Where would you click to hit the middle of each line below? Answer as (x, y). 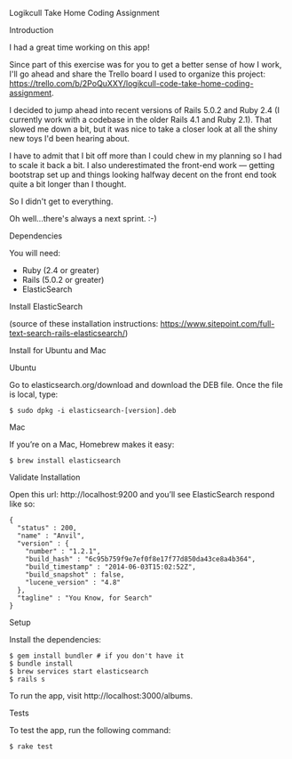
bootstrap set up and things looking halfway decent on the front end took (143, 174)
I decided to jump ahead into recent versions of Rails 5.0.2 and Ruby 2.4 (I (144, 110)
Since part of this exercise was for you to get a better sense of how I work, (146, 65)
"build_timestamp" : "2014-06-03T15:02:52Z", (111, 567)
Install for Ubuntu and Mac (58, 350)
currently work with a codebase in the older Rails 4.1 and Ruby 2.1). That (141, 120)
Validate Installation (45, 477)
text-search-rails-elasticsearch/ (67, 333)
